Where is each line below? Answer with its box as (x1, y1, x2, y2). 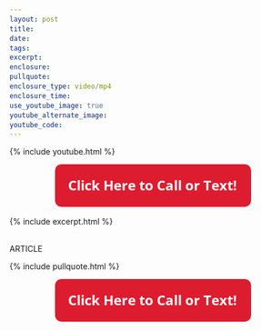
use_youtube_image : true (9, 101, 104, 110)
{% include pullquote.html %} (9, 261, 120, 272)
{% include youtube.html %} (9, 146, 115, 157)
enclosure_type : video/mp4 (9, 82, 112, 91)
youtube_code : (9, 120, 64, 129)
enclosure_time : (9, 91, 71, 100)
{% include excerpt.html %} (9, 216, 114, 227)
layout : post (9, 15, 59, 24)
